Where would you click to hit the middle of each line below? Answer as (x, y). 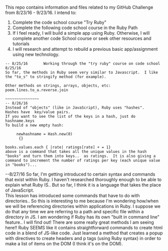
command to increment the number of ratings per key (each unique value (83, 160)
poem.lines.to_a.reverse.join (37, 90)
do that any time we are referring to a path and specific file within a (74, 212)
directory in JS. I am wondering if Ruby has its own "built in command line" (82, 217)
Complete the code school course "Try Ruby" (59, 22)
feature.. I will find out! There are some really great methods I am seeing (80, 222)
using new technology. (36, 54)
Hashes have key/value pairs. (38, 112)
